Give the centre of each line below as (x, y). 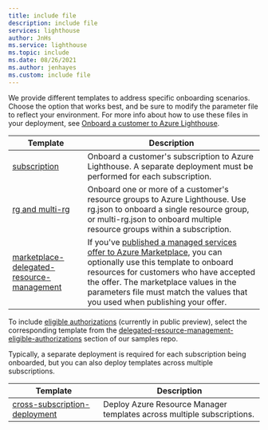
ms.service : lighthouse (48, 45)
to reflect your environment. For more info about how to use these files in (128, 114)
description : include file (53, 23)
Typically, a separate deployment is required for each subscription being (127, 354)
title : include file (43, 16)
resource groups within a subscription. (160, 229)
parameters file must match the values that (167, 292)
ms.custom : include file (49, 75)
